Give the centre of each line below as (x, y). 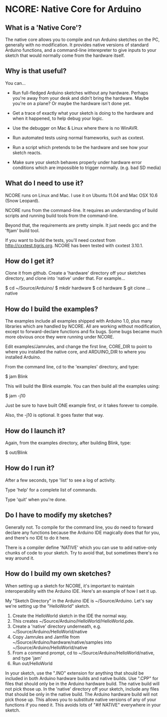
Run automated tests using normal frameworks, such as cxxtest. (78, 138)
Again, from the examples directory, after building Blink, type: (68, 443)
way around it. (20, 558)
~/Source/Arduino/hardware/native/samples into (62, 642)
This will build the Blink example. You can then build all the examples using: (83, 386)
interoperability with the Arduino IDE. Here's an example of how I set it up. (81, 591)
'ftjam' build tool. (22, 230)
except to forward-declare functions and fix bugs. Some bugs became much (84, 332)
